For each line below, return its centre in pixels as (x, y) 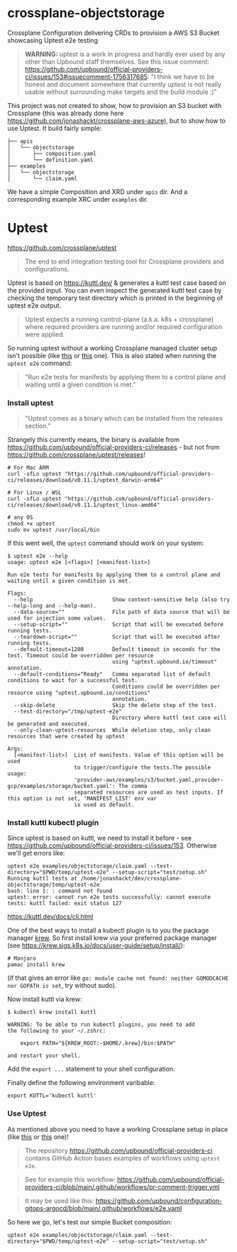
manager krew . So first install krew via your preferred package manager (112, 938)
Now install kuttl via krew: (45, 999)
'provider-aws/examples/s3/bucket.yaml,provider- (149, 780)
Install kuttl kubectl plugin (53, 823)
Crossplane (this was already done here (66, 113)
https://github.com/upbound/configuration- (159, 1200)
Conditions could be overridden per (166, 687)
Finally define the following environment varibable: (81, 1083)
